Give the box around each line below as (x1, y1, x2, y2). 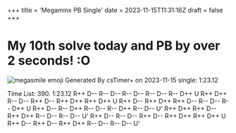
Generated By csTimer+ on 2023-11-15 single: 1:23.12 (64, 76, 218, 84)
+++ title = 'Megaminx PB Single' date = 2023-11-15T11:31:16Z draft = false (7, 6, 223, 14)
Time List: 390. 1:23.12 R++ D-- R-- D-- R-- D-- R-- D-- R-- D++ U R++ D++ (7, 89, 228, 97)
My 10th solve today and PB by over (7, 38, 221, 54)
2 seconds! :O (7, 52, 91, 69)
